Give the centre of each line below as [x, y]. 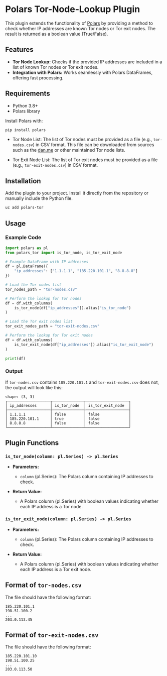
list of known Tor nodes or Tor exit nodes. [55, 67]
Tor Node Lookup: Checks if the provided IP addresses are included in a [87, 62]
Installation [23, 181]
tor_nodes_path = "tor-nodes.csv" [41, 289]
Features [19, 49]
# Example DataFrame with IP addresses [47, 262]
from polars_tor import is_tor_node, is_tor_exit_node [64, 253]
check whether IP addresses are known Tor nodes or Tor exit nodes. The [80, 28]
